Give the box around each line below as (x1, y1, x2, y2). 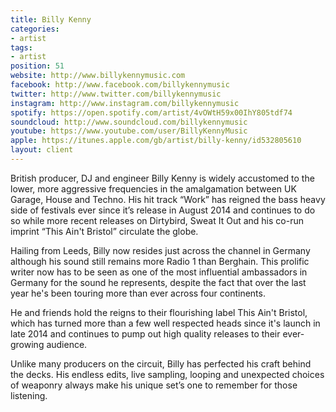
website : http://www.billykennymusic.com (10, 71, 186, 81)
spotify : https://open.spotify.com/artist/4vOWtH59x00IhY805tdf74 (10, 107, 293, 118)
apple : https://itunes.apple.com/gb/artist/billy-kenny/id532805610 (10, 136, 302, 146)
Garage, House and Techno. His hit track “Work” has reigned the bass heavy (10, 193, 326, 205)
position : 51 (10, 61, 65, 71)
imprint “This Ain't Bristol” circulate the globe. (10, 225, 199, 237)
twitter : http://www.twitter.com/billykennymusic (10, 89, 222, 99)
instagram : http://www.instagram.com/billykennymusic (10, 98, 240, 108)
